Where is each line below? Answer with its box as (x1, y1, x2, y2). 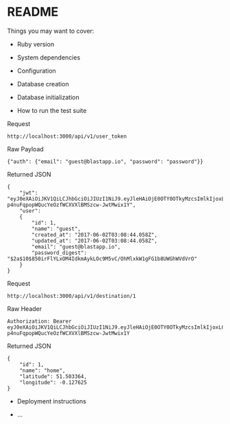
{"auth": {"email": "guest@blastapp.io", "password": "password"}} (7, 158, 204, 165)
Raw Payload (7, 145, 44, 153)
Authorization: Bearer (7, 318, 72, 325)
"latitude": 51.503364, (19, 373, 88, 380)
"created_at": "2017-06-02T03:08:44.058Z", (31, 231, 157, 238)
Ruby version (16, 40, 55, 48)
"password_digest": (31, 249, 88, 256)
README (7, 4, 59, 20)
